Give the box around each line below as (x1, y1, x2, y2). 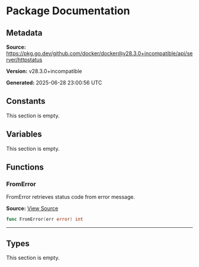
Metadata (6, 28, 43, 38)
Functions (6, 162, 44, 173)
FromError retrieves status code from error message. (6, 193, 135, 201)
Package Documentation (6, 4, 130, 18)
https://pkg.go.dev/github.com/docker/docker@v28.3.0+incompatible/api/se (6, 50, 193, 57)
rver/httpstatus (6, 56, 43, 63)
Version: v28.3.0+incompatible (6, 68, 82, 75)
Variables (6, 129, 43, 139)
